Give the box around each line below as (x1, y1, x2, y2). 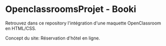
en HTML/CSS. (5, 25, 36, 31)
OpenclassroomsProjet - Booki (5, 3, 136, 15)
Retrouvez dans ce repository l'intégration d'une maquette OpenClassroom (5, 20, 161, 26)
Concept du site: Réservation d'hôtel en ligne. (5, 35, 100, 41)
